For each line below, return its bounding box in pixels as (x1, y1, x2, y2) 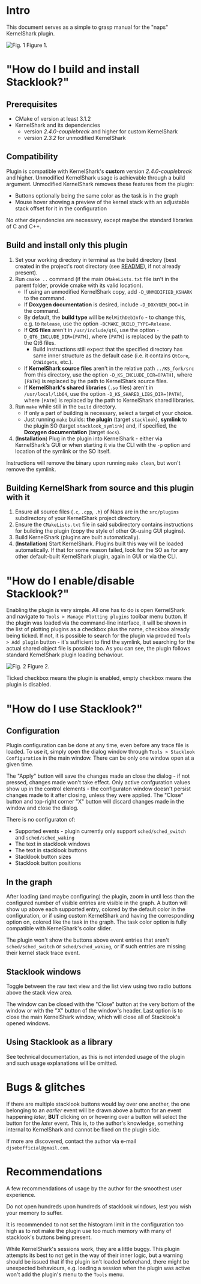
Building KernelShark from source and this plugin (6, 483, 194, 493)
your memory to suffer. (6, 1209, 63, 1216)
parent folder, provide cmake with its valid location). (14, 282, 143, 289)
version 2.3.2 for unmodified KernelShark (23, 134, 126, 141)
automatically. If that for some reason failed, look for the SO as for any (14, 547, 189, 554)
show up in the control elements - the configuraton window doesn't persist (6, 785, 191, 793)
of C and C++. (6, 223, 42, 230)
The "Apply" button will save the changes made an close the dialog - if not (6, 772, 190, 780)
